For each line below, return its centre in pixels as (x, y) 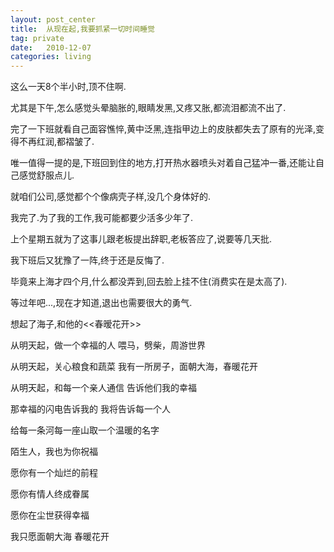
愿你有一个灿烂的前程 (54, 473)
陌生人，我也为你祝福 (54, 452)
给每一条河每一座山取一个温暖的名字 (85, 430)
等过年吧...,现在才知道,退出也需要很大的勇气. (101, 303)
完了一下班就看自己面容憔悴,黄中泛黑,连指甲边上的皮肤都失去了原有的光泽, (163, 129)
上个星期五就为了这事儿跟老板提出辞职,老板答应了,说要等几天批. (141, 239)
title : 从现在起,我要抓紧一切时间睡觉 (82, 29)
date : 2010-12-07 (51, 47)
